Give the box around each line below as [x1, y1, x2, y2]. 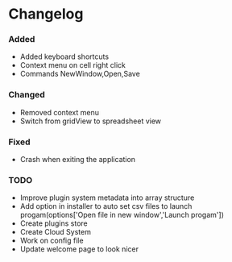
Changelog [8, 5, 84, 23]
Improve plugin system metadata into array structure [19, 193, 195, 202]
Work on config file [19, 235, 84, 246]
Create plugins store [19, 218, 89, 228]
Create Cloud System [19, 227, 91, 237]
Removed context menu [19, 107, 99, 117]
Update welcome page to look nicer [19, 244, 139, 254]
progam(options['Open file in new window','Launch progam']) [19, 210, 224, 220]
